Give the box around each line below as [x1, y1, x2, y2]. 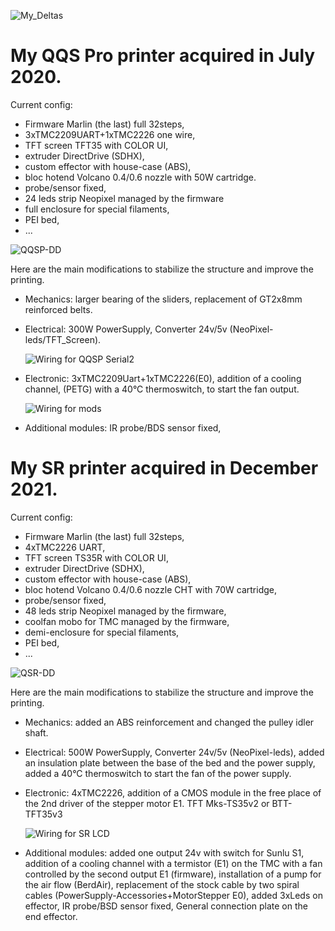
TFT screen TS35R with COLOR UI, [24, 551, 169, 564]
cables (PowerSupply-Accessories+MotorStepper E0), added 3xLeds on [24, 889, 323, 901]
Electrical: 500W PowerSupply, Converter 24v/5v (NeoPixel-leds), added [24, 746, 325, 758]
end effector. [24, 910, 78, 922]
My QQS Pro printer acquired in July [10, 45, 316, 67]
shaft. [24, 726, 49, 739]
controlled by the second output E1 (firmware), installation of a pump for [24, 868, 322, 880]
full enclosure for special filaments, [24, 203, 170, 215]
